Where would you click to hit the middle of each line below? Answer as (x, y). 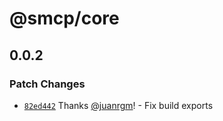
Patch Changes (47, 84)
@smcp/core (64, 18)
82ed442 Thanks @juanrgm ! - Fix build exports (118, 105)
